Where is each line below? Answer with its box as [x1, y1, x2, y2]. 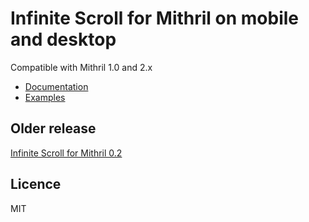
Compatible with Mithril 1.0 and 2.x [10, 61, 153, 73]
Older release [10, 120, 97, 137]
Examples [24, 91, 66, 103]
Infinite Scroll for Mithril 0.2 [10, 147, 123, 159]
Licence [10, 176, 62, 193]
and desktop [10, 28, 117, 51]
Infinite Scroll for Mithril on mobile [10, 7, 300, 30]
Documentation [24, 80, 89, 92]
